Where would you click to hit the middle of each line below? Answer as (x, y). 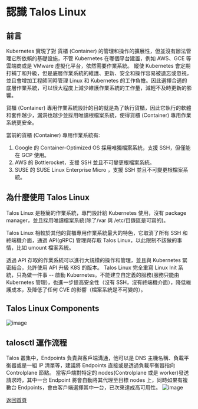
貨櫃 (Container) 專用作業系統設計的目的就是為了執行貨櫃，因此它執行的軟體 (99, 108)
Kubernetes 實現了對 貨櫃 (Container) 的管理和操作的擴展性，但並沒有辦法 (96, 51)
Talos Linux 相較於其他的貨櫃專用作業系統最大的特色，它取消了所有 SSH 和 (97, 233)
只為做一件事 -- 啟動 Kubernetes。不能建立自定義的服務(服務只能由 (98, 274)
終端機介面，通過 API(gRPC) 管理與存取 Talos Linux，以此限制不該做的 (92, 240)
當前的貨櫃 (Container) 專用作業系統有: (53, 135)
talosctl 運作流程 (37, 343)
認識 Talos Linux (46, 12)
